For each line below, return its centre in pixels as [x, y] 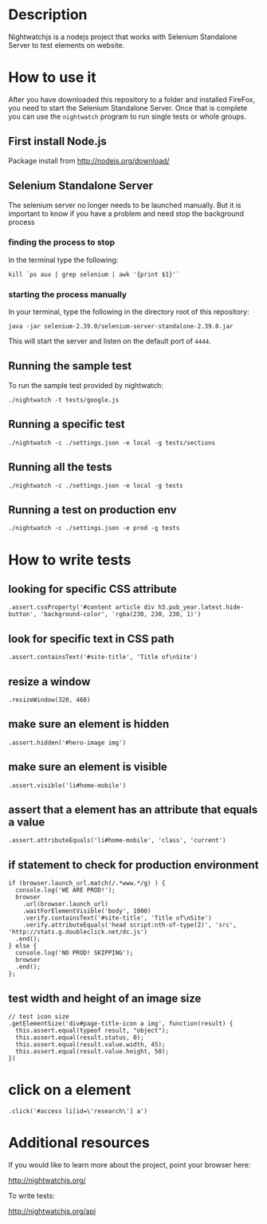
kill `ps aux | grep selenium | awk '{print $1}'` [94, 274]
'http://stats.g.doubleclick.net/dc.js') [78, 932]
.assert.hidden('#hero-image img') [67, 743]
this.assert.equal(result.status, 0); [80, 1038]
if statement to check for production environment [133, 865]
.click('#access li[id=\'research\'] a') [78, 1111]
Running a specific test [67, 424]
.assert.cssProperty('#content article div [82, 607]
